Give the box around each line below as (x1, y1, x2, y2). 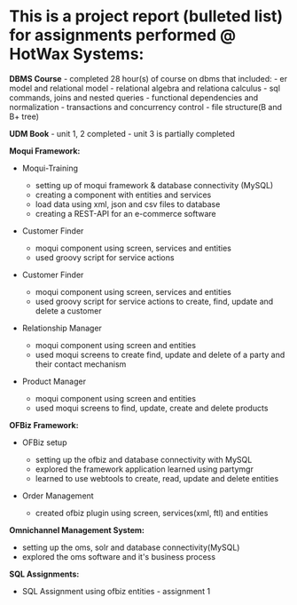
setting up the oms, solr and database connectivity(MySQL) (21, 542, 240, 553)
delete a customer (35, 305, 102, 316)
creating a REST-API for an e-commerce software (35, 208, 217, 219)
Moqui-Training (21, 163, 78, 173)
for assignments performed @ (9, 25, 237, 45)
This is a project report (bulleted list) (9, 6, 284, 27)
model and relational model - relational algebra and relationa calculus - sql (9, 83, 281, 93)
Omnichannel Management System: (9, 524, 145, 535)
